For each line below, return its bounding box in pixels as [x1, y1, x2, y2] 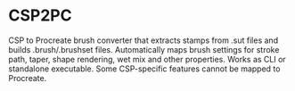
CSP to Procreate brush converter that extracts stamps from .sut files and [8, 35, 278, 45]
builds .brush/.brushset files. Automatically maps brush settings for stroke [8, 44, 280, 54]
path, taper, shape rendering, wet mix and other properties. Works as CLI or [8, 54, 286, 64]
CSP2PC [8, 5, 72, 26]
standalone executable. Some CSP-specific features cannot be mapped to [8, 63, 281, 74]
